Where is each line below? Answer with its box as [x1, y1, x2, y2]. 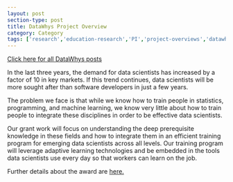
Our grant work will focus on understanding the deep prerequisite [7, 125, 194, 133]
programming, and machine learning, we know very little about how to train [7, 104, 222, 112]
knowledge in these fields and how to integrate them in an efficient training [7, 132, 221, 140]
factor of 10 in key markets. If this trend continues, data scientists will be [7, 75, 214, 84]
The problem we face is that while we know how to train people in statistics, [7, 96, 224, 104]
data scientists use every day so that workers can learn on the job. [7, 154, 198, 163]
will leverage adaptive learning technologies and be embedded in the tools [7, 147, 221, 155]
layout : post [7, 10, 45, 17]
